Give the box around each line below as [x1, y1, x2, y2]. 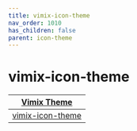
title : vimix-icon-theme [8, 11, 90, 20]
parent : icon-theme [8, 33, 73, 42]
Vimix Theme [21, 97, 73, 108]
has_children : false [8, 26, 77, 34]
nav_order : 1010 [8, 19, 62, 27]
